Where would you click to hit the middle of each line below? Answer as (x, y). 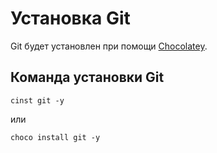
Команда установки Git (87, 77)
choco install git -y (55, 137)
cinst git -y (37, 100)
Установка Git (70, 18)
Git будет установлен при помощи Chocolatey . (109, 46)
